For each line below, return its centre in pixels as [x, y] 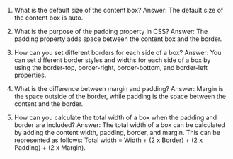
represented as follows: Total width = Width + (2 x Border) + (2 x [108, 140]
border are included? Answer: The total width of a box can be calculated [119, 125]
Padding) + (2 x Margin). [50, 147]
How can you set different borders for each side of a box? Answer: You [118, 53]
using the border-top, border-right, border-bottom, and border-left [110, 67]
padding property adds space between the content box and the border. [118, 39]
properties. [30, 75]
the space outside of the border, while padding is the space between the [120, 96]
